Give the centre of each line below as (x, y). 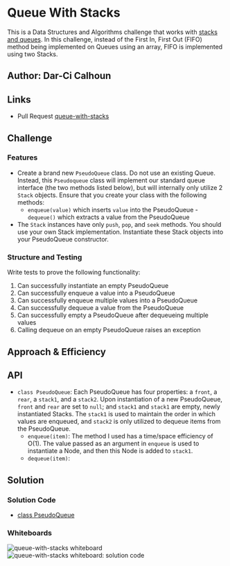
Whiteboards (29, 533)
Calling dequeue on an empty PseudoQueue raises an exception (109, 330)
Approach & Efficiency (56, 352)
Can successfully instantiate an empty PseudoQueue (93, 286)
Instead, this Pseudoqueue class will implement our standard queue (111, 180)
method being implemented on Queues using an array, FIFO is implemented (115, 46)
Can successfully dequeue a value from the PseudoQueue (100, 308)
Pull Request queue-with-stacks (63, 117)
